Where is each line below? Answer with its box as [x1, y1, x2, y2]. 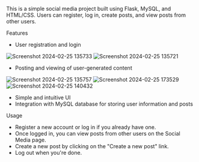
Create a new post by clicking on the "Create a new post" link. [14, 143, 170, 149]
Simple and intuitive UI [14, 94, 71, 101]
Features [6, 29, 28, 37]
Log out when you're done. [14, 149, 82, 156]
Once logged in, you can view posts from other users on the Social [14, 130, 180, 137]
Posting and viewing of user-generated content [14, 64, 132, 71]
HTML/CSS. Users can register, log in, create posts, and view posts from [6, 11, 186, 19]
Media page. [14, 136, 46, 143]
